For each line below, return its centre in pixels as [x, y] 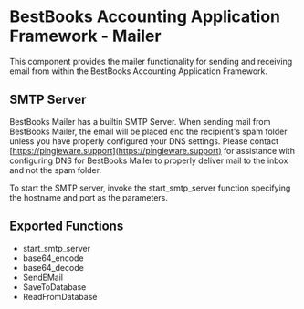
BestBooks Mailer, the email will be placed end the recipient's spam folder [148, 131]
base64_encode [53, 258]
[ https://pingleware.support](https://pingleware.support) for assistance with [152, 150]
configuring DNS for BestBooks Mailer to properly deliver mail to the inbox [149, 160]
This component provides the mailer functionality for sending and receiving [151, 61]
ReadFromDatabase [60, 296]
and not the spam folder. [56, 170]
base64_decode [53, 267]
